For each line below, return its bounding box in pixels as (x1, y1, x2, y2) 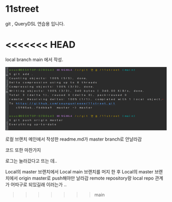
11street (5, 3, 39, 15)
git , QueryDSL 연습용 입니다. (5, 20, 65, 27)
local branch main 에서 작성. (5, 56, 63, 62)
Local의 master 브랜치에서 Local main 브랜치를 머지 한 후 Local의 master (5, 169, 154, 175)
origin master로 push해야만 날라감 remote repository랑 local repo (18, 175, 154, 182)
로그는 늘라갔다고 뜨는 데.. (5, 158, 57, 164)
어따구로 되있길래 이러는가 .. (10, 182, 67, 188)
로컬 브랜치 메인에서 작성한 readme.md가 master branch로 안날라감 (5, 136, 142, 142)
